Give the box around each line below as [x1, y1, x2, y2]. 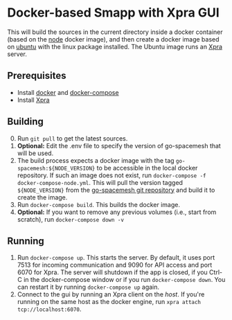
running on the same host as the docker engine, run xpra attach [17, 298, 202, 306]
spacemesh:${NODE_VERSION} [17, 165, 96, 172]
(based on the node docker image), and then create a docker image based [7, 35, 220, 43]
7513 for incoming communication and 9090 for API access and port [17, 261, 213, 269]
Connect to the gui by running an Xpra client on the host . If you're [17, 290, 205, 299]
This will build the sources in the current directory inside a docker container [7, 28, 223, 36]
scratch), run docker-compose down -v [17, 215, 125, 223]
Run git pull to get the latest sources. [17, 134, 128, 143]
